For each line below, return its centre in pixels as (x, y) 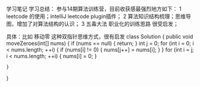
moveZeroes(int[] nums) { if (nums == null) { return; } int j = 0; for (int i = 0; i (100, 43)
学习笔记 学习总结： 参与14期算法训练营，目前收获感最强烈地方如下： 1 (94, 9)
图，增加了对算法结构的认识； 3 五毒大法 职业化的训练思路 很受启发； (92, 24)
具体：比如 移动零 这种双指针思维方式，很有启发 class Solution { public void (100, 37)
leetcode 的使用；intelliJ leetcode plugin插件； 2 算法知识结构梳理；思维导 (98, 16)
